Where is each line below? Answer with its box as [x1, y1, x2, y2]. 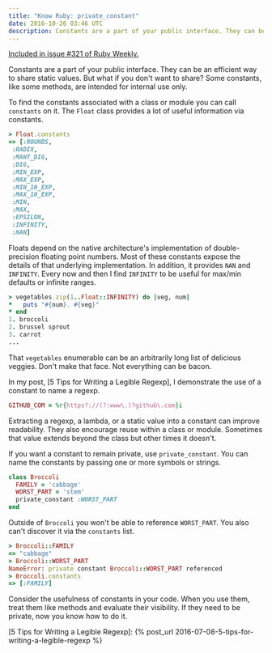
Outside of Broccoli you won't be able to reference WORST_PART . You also [8, 518, 249, 527]
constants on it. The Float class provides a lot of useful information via [8, 106, 244, 116]
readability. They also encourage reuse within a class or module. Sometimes [8, 424, 263, 434]
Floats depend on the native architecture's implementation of [8, 243, 212, 252]
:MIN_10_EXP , [11, 183, 57, 191]
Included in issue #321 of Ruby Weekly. [8, 49, 139, 59]
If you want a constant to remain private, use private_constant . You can [8, 448, 249, 458]
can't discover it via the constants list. [8, 527, 135, 536]
